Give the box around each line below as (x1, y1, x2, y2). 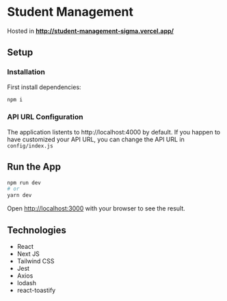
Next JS (16, 250, 40, 258)
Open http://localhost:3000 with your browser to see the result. (7, 204, 186, 213)
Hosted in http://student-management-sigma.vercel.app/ (7, 27, 174, 35)
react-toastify (16, 286, 56, 295)
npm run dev (7, 179, 41, 186)
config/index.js (7, 142, 53, 149)
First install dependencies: (7, 83, 81, 91)
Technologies (7, 224, 67, 236)
